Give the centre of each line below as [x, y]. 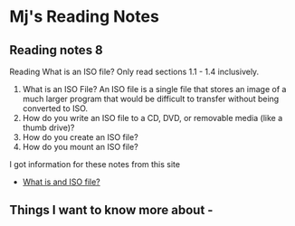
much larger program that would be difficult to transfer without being [151, 99]
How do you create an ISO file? [80, 137]
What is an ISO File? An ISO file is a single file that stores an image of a [154, 89]
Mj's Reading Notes [85, 17]
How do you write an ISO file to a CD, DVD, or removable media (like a [152, 118]
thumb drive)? [48, 127]
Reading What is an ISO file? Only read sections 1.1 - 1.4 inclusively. [134, 71]
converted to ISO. [55, 108]
